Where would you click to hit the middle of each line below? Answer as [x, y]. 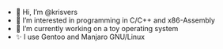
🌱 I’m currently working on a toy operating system [97, 28]
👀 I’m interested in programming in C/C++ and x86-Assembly [115, 20]
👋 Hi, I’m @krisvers [46, 12]
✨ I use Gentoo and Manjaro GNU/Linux [80, 37]
